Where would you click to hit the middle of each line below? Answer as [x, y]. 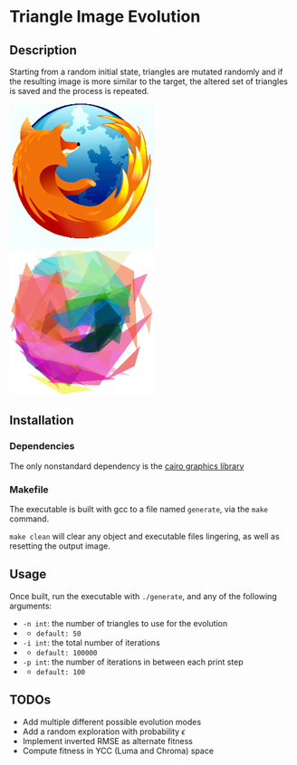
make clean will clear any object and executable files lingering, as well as [144, 536]
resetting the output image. [60, 546]
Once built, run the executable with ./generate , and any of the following [144, 596]
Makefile [29, 489]
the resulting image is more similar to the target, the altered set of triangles [148, 81]
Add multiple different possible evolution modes [112, 722]
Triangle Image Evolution [105, 17]
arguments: [31, 606]
